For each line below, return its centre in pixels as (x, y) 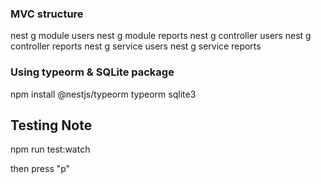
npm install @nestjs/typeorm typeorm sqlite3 (103, 94)
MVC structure (47, 14)
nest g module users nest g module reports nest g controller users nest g (161, 36)
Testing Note (51, 125)
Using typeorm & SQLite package (92, 72)
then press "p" (40, 169)
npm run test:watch (50, 149)
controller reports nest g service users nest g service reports (136, 46)
